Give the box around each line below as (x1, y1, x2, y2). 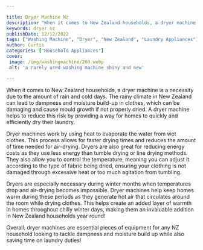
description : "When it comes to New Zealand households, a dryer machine (6, 19, 196, 26)
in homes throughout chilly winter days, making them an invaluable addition (6, 205, 195, 213)
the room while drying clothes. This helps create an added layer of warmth (6, 199, 192, 207)
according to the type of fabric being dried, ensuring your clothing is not (6, 162, 186, 169)
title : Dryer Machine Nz (6, 14, 69, 20)
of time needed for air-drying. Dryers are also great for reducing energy (6, 143, 185, 150)
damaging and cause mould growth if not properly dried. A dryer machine (6, 105, 190, 113)
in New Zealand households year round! (6, 212, 106, 219)
